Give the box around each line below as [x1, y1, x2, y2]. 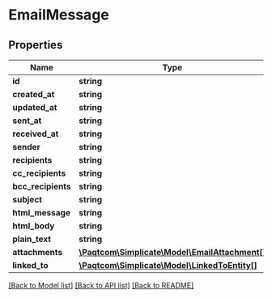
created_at [12, 89, 55, 100]
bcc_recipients [12, 181, 71, 192]
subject [12, 194, 43, 205]
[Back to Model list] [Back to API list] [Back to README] [8, 281, 194, 290]
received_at [12, 128, 59, 139]
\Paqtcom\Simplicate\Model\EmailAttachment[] [79, 247, 266, 258]
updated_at [12, 102, 57, 113]
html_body [12, 220, 55, 232]
